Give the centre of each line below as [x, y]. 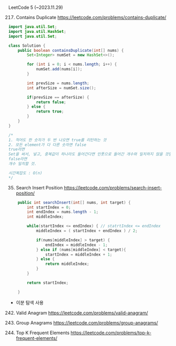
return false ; [51, 102]
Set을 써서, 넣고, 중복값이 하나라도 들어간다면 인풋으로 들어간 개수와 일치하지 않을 [86, 154]
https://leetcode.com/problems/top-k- [111, 333]
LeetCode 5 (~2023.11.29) [36, 7]
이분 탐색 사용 [30, 302]
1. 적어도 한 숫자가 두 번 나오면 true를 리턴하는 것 [58, 140]
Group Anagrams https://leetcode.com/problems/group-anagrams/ [87, 322]
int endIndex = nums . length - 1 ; [63, 212]
